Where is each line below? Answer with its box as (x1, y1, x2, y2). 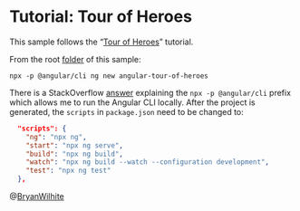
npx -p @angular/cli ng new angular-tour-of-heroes (9, 71, 208, 81)
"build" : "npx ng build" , (25, 149, 124, 158)
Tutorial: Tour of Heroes (9, 6, 193, 27)
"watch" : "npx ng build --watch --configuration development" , (25, 158, 270, 167)
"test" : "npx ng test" (25, 166, 111, 176)
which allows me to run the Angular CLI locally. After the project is (9, 97, 256, 108)
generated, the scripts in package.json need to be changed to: (9, 106, 245, 117)
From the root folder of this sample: (9, 53, 142, 64)
